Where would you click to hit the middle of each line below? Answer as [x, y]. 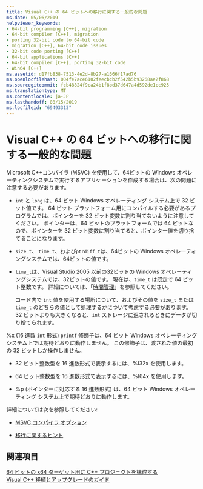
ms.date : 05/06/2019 [32, 18]
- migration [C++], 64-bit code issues [57, 46]
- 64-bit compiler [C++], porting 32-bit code [66, 62]
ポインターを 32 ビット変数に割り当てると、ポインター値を [105, 231]
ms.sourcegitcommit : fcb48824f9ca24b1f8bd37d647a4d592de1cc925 [88, 85]
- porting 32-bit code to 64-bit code [55, 40]
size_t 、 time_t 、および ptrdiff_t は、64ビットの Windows [89, 251]
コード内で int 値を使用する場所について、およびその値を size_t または [104, 300]
